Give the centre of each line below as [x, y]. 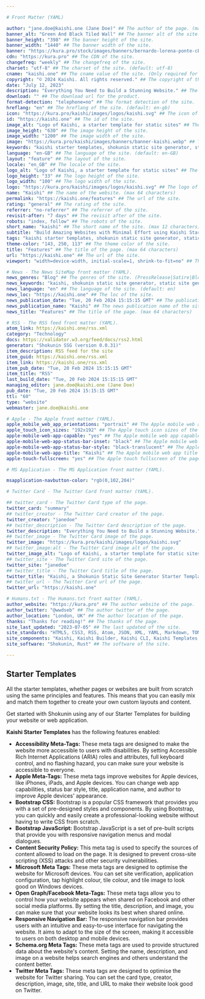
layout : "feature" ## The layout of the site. [67, 159]
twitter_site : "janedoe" [38, 565]
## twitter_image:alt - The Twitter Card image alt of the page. [91, 548]
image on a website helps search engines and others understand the [101, 958]
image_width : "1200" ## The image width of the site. [76, 136]
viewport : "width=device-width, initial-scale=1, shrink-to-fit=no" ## [99, 261]
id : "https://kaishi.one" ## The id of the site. [71, 119]
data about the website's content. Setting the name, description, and [101, 951]
